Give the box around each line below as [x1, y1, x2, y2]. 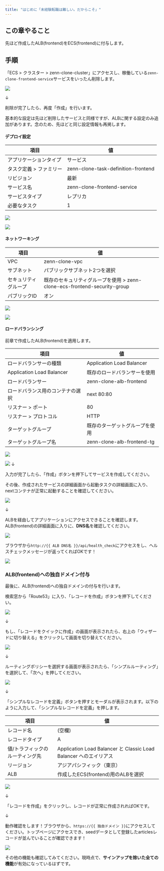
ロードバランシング [5, 326, 44, 332]
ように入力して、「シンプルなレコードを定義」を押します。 [5, 705, 122, 711]
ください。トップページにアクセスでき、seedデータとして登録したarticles [5, 829, 153, 835]
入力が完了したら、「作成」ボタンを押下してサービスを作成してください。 [5, 471, 152, 477]
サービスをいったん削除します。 [53, 76, 117, 82]
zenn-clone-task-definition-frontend [66, 166, 155, 172]
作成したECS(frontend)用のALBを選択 [57, 771, 144, 778]
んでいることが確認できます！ [26, 835, 86, 841]
